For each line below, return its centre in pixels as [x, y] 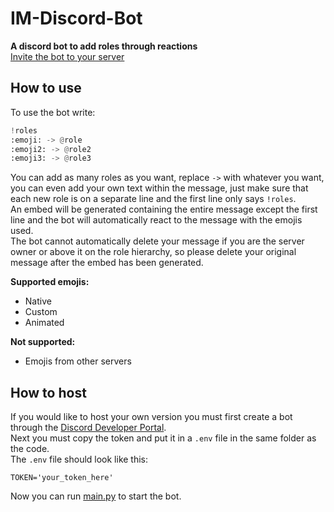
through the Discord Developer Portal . [88, 428]
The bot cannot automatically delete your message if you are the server [157, 241]
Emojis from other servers [78, 361]
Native [38, 301]
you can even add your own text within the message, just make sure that [159, 188]
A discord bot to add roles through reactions [104, 46]
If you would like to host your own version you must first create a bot [151, 417]
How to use [46, 88]
